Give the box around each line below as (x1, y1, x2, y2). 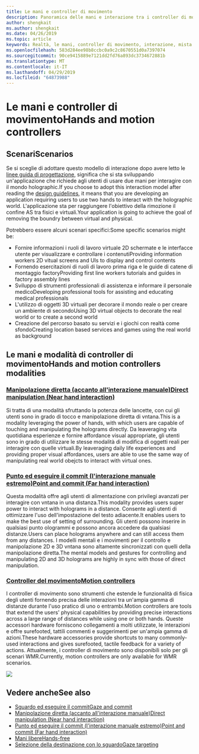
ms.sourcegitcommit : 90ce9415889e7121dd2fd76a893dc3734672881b (6, 53, 166, 59)
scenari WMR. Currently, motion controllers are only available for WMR (6, 653, 177, 660)
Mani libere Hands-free (14, 735, 70, 742)
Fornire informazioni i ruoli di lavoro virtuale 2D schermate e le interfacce (14, 244, 193, 252)
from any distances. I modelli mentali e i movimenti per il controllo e (6, 537, 171, 544)
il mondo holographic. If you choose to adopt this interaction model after (6, 184, 182, 191)
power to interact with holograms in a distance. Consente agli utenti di (6, 505, 177, 512)
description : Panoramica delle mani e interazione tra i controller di (6, 14, 187, 20)
